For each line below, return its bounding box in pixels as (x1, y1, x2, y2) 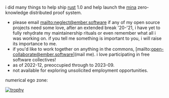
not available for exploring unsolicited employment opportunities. (12, 67, 148, 73)
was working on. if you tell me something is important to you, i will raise (12, 35, 162, 41)
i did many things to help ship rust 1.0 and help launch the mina (5, 5, 137, 10)
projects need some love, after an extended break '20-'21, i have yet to (12, 25, 160, 31)
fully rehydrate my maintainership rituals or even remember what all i (12, 30, 156, 36)
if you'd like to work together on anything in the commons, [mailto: (12, 46, 151, 52)
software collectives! (12, 57, 57, 62)
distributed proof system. (29, 10, 82, 16)
